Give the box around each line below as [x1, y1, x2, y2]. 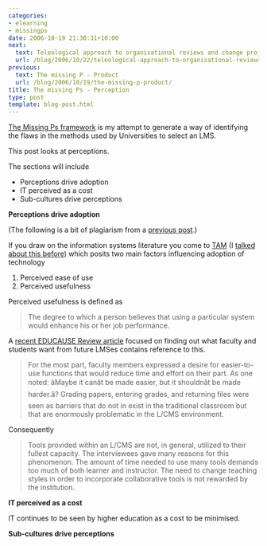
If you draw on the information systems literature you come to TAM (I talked [8, 241, 256, 250]
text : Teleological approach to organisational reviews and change [15, 49, 244, 57]
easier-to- [221, 360, 254, 370]
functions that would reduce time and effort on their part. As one [41, 368, 253, 379]
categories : [8, 11, 48, 20]
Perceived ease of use [19, 273, 94, 283]
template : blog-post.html [8, 100, 94, 108]
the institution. [27, 483, 75, 493]
